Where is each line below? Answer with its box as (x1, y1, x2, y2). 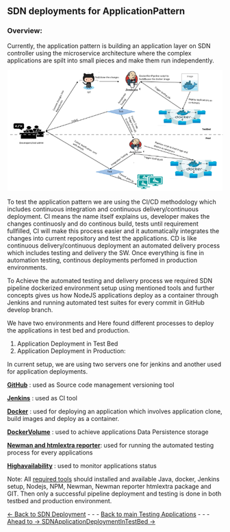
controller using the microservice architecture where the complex (7, 49, 192, 57)
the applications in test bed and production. (7, 326, 130, 335)
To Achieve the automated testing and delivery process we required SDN (7, 277, 213, 285)
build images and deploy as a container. (7, 415, 120, 423)
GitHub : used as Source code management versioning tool (7, 380, 175, 389)
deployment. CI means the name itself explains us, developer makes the (7, 213, 210, 221)
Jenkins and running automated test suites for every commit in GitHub (7, 298, 205, 307)
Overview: (7, 26, 42, 36)
